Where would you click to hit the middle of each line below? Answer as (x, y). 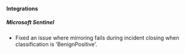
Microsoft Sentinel (30, 22)
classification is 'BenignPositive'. (56, 44)
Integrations (22, 8)
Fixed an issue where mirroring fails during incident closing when (97, 38)
